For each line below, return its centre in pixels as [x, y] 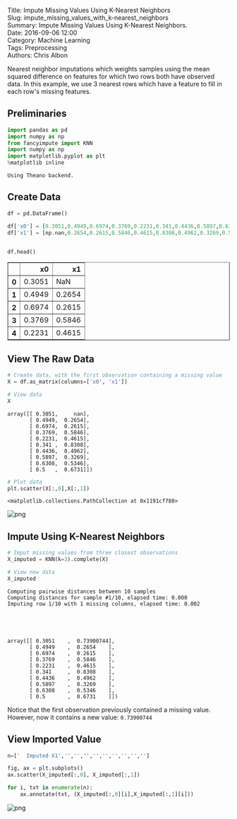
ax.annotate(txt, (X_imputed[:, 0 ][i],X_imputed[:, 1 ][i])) [107, 794]
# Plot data [25, 482]
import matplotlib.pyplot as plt [56, 156]
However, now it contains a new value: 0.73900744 [80, 717]
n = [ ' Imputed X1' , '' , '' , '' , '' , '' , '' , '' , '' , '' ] [79, 755]
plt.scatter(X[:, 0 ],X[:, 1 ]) [49, 488]
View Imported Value [54, 740]
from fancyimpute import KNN [50, 143]
